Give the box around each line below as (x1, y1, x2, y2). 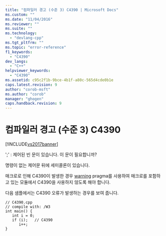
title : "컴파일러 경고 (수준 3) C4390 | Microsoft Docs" (5, 7, 119, 13)
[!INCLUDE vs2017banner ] (5, 141, 59, 147)
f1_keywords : (5, 49, 33, 54)
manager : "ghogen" (5, 96, 44, 101)
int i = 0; (12, 213, 35, 218)
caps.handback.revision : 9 (5, 101, 62, 106)
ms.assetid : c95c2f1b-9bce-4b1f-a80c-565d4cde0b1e (5, 77, 114, 83)
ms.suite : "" (5, 26, 33, 31)
